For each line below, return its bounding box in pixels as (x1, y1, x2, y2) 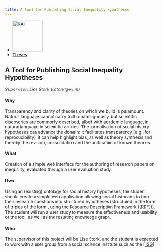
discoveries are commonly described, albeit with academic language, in (5, 119, 149, 125)
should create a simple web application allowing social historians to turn (5, 194, 149, 199)
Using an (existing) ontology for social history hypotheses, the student (5, 188, 146, 195)
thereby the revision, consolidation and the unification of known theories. (5, 139, 152, 145)
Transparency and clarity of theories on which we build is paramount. (5, 108, 145, 114)
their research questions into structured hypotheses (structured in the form (5, 199, 156, 205)
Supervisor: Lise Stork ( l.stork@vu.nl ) (5, 86, 80, 92)
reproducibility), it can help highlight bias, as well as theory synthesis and (5, 134, 152, 140)
